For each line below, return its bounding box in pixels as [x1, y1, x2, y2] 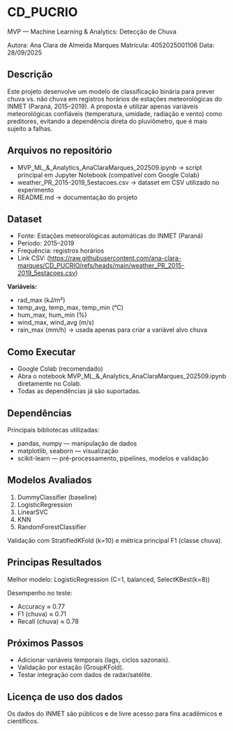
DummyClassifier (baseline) [17, 492, 98, 501]
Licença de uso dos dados [7, 690, 123, 703]
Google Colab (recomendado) [17, 364, 103, 373]
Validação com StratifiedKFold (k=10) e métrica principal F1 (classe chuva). [7, 536, 223, 544]
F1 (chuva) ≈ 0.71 [17, 609, 67, 618]
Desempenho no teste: [7, 588, 73, 597]
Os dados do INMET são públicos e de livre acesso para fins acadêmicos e [7, 709, 223, 718]
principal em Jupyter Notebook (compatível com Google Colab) [17, 171, 200, 179]
